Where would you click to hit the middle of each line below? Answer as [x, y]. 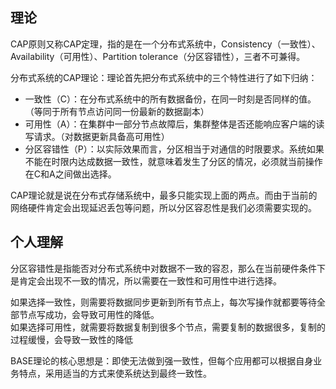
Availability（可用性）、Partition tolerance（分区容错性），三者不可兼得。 [158, 56]
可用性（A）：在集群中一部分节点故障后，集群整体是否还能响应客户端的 [170, 124]
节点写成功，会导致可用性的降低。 [89, 314]
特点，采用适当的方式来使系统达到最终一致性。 [115, 373]
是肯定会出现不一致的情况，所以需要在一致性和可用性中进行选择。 [146, 280]
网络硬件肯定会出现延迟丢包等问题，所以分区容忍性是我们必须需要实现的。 [163, 207]
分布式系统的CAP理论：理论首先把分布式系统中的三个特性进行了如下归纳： [164, 77]
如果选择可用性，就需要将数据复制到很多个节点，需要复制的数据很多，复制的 [168, 327]
